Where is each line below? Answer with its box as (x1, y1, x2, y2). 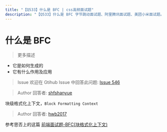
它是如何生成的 (12, 63, 43, 68)
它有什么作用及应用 (12, 69, 52, 75)
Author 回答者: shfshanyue (17, 90, 72, 96)
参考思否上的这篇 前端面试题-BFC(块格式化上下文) (5, 122, 108, 128)
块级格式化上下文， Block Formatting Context (5, 100, 98, 107)
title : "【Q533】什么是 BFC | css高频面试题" (5, 7, 94, 12)
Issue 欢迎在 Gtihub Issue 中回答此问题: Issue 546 (17, 79, 120, 85)
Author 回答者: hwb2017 (17, 111, 67, 117)
